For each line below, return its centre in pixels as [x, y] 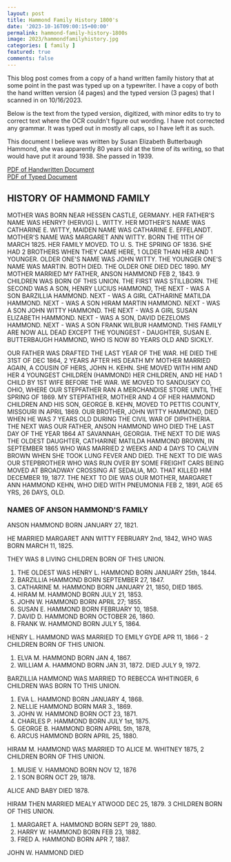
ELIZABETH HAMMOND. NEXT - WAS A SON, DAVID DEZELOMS [99, 317]
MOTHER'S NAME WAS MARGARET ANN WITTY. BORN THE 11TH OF [106, 237]
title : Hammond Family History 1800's [63, 20]
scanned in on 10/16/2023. [45, 100]
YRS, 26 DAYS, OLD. [36, 492]
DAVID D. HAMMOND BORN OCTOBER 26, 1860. [86, 616]
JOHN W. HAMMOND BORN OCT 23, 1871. [77, 714]
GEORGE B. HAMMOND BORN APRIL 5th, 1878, [84, 728]
